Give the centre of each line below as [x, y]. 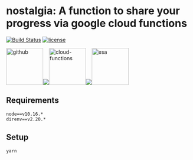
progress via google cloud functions [97, 23]
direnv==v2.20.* [26, 119]
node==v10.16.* [25, 114]
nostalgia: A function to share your [93, 11]
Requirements [32, 101]
